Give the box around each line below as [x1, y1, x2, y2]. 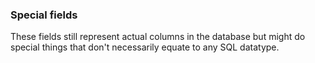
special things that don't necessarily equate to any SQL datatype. [10, 41, 280, 53]
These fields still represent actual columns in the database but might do [10, 31, 306, 43]
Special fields [10, 8, 78, 22]
